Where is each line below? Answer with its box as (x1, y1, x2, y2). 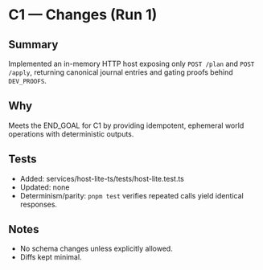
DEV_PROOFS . (8, 76, 47, 85)
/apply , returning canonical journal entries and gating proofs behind (8, 67, 233, 77)
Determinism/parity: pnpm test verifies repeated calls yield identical (19, 190, 244, 200)
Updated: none (19, 182, 70, 192)
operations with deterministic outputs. (8, 129, 134, 138)
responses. (19, 199, 58, 209)
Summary (8, 38, 59, 51)
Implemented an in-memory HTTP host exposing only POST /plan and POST (8, 59, 255, 68)
